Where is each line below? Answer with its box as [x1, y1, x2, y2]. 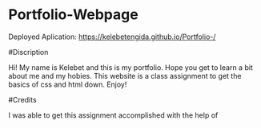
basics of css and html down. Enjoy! [8, 80, 127, 89]
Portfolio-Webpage [8, 6, 139, 24]
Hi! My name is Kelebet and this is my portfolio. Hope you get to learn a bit [8, 62, 254, 72]
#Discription [8, 47, 49, 56]
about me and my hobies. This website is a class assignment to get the [8, 71, 242, 80]
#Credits [8, 95, 38, 104]
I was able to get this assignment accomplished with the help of [8, 110, 219, 120]
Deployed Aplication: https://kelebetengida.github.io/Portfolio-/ [8, 32, 216, 41]
